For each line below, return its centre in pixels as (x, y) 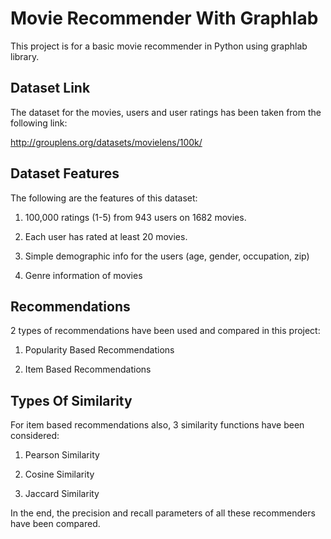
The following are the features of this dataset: (104, 198)
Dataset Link (50, 88)
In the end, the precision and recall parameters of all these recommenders (163, 513)
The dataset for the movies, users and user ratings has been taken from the (166, 112)
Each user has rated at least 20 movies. (106, 236)
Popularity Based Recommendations (99, 350)
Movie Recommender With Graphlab (164, 18)
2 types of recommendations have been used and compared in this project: (165, 331)
